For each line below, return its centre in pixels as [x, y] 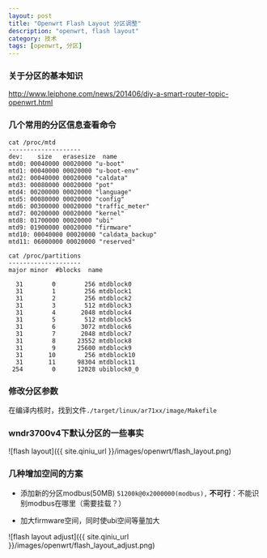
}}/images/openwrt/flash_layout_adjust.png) [82, 545]
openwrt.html [31, 103]
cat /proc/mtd [32, 143]
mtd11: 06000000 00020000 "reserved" [72, 241]
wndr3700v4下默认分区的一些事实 [76, 432]
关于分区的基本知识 [46, 76]
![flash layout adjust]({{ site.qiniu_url [69, 536]
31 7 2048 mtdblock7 [74, 334]
